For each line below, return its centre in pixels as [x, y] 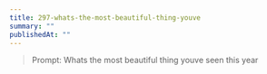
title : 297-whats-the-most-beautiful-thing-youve [105, 18]
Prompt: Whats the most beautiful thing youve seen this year [145, 60]
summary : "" [32, 26]
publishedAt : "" [40, 34]
